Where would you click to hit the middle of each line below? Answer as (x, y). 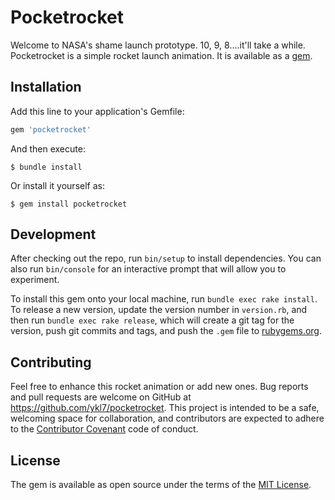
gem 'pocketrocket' (51, 129)
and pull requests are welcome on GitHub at (101, 397)
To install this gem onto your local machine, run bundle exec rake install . (164, 299)
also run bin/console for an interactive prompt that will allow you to (148, 269)
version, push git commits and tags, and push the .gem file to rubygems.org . (166, 331)
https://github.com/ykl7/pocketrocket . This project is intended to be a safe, (165, 408)
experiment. (35, 280)
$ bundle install (46, 167)
